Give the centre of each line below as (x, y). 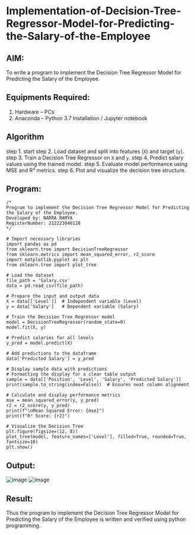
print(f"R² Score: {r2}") (38, 416)
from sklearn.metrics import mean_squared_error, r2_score (81, 255)
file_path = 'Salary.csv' (38, 281)
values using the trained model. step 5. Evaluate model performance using (97, 164)
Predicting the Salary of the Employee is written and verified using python (96, 520)
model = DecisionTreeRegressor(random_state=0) (66, 323)
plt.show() (20, 448)
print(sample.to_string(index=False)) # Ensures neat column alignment (98, 385)
